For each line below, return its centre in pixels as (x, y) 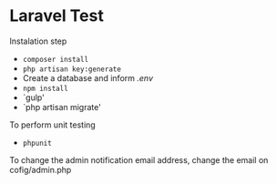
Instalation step (38, 41)
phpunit (37, 143)
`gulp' (34, 97)
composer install (56, 59)
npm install (45, 88)
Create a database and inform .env (87, 77)
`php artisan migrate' (62, 107)
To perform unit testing (52, 125)
